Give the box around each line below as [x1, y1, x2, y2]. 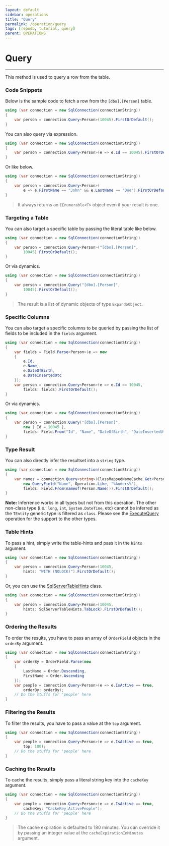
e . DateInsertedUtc [23, 373, 62, 378]
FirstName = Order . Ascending [23, 673, 84, 679]
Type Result [5, 446, 35, 453]
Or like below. [5, 164, 34, 170]
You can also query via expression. [5, 131, 78, 137]
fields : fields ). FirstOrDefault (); [23, 387, 98, 392]
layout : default [5, 7, 39, 13]
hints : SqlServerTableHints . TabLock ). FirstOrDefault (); [23, 606, 143, 612]
